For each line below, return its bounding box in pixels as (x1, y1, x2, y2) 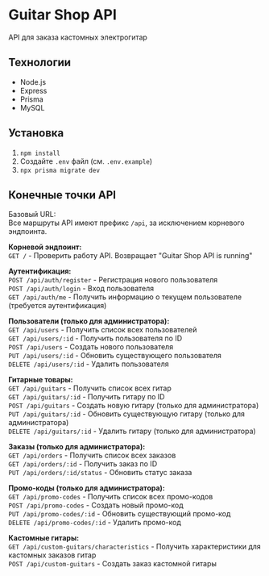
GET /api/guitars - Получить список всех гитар (8, 383, 172, 393)
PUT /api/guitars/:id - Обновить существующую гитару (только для (8, 409, 246, 419)
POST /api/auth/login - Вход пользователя (8, 284, 155, 294)
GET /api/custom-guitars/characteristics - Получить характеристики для (8, 542, 262, 552)
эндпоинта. (8, 227, 48, 236)
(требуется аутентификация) (8, 301, 107, 311)
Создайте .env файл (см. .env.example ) (19, 156, 153, 166)
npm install (19, 149, 60, 157)
